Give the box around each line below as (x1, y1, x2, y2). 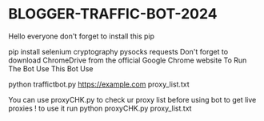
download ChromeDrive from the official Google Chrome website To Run (8, 55, 247, 65)
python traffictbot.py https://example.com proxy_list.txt (8, 79, 190, 89)
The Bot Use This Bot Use (8, 63, 94, 73)
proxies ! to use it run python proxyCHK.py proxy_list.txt (8, 103, 192, 113)
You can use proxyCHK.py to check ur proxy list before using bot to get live (8, 95, 257, 104)
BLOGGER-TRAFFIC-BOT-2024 (8, 5, 218, 23)
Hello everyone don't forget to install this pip (8, 31, 154, 41)
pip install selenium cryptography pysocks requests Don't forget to (8, 46, 229, 56)
